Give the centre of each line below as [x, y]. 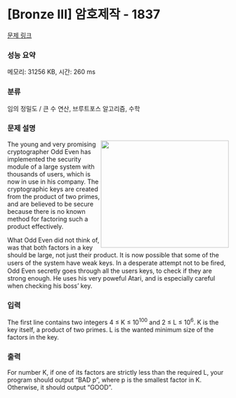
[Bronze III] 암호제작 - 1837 [84, 14]
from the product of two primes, [54, 196]
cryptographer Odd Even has [49, 151]
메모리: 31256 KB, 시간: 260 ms [52, 72]
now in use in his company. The [53, 181]
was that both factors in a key [50, 248]
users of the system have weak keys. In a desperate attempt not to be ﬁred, [117, 263]
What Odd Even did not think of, [53, 240]
